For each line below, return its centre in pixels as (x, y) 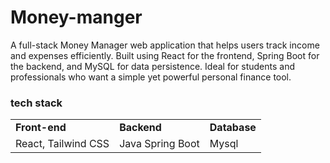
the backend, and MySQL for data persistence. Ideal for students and (152, 66)
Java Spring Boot (159, 144)
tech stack (36, 103)
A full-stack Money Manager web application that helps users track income (165, 45)
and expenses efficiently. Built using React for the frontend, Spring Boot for (165, 55)
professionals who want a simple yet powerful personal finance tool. (151, 77)
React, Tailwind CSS (62, 144)
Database (233, 128)
